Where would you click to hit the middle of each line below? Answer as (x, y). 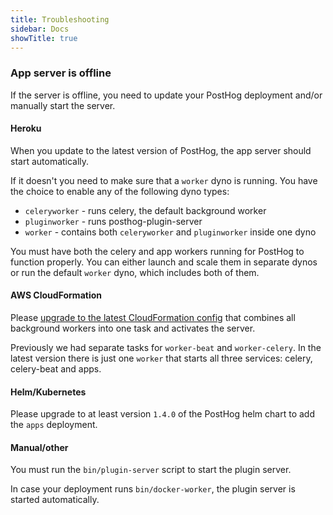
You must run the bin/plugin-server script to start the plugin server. (151, 470)
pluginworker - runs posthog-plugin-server (113, 221)
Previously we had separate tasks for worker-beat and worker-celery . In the (166, 348)
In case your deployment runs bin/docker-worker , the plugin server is (153, 489)
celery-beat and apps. (56, 369)
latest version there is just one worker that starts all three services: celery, (161, 358)
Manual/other (39, 447)
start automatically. (50, 161)
